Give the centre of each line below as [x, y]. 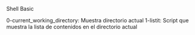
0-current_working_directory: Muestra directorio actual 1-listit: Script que [98, 20]
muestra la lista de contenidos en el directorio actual [72, 27]
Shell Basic [20, 9]
